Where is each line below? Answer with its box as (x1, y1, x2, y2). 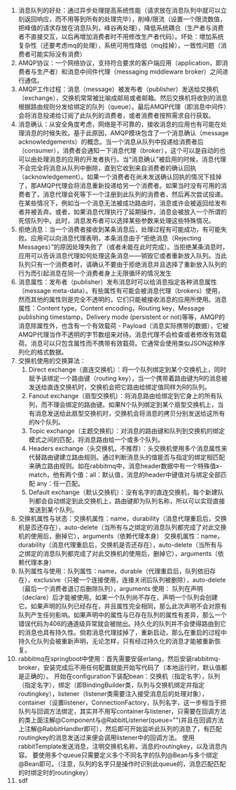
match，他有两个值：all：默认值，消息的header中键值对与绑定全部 (28, 470, 221, 479)
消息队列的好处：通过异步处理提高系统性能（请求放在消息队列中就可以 (18, 6, 221, 14)
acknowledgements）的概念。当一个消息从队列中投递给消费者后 (18, 137, 204, 146)
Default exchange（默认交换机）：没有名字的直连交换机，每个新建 (28, 488, 218, 496)
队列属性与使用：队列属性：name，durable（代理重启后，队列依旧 (18, 567, 210, 575)
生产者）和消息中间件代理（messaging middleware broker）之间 (36, 67, 223, 76)
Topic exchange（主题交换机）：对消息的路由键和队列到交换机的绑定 (28, 427, 225, 435)
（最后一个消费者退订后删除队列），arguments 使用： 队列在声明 (18, 585, 203, 592)
